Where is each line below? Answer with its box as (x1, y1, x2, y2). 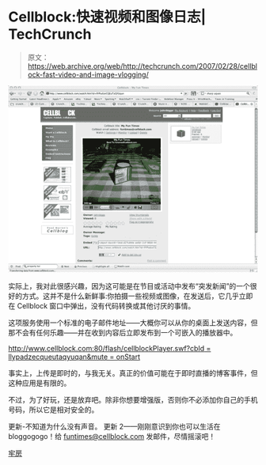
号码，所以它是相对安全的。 (8, 405, 99, 414)
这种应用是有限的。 (8, 378, 71, 387)
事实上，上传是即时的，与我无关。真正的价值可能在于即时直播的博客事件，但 (8, 368, 258, 377)
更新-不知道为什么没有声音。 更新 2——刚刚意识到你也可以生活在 (8, 422, 221, 431)
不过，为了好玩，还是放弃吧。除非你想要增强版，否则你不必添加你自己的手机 (8, 395, 258, 404)
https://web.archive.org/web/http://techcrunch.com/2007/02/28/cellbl (27, 61, 257, 70)
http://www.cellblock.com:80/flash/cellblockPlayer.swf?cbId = (8, 343, 211, 353)
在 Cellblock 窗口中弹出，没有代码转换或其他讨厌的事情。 (8, 301, 196, 310)
